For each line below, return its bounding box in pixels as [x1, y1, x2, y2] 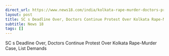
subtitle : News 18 [5, 21, 44, 27]
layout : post [5, 12, 33, 17]
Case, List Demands [5, 45, 47, 51]
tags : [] [5, 26, 24, 31]
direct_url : [5, 7, 30, 13]
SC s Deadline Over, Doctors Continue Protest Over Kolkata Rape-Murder [5, 40, 157, 46]
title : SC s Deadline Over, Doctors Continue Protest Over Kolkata [5, 17, 150, 22]
